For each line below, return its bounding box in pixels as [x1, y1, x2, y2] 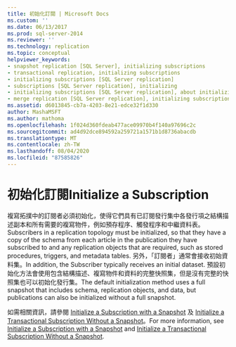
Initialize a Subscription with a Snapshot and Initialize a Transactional [7, 324, 207, 333]
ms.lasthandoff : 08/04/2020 [7, 148, 90, 155]
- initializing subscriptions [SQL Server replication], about [7, 89, 197, 96]
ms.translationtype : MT [7, 134, 77, 141]
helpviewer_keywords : [7, 56, 71, 63]
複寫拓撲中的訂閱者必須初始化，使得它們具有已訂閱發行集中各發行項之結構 [7, 211, 223, 220]
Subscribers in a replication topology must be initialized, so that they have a [7, 228, 226, 236]
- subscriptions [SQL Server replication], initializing [7, 82, 178, 89]
